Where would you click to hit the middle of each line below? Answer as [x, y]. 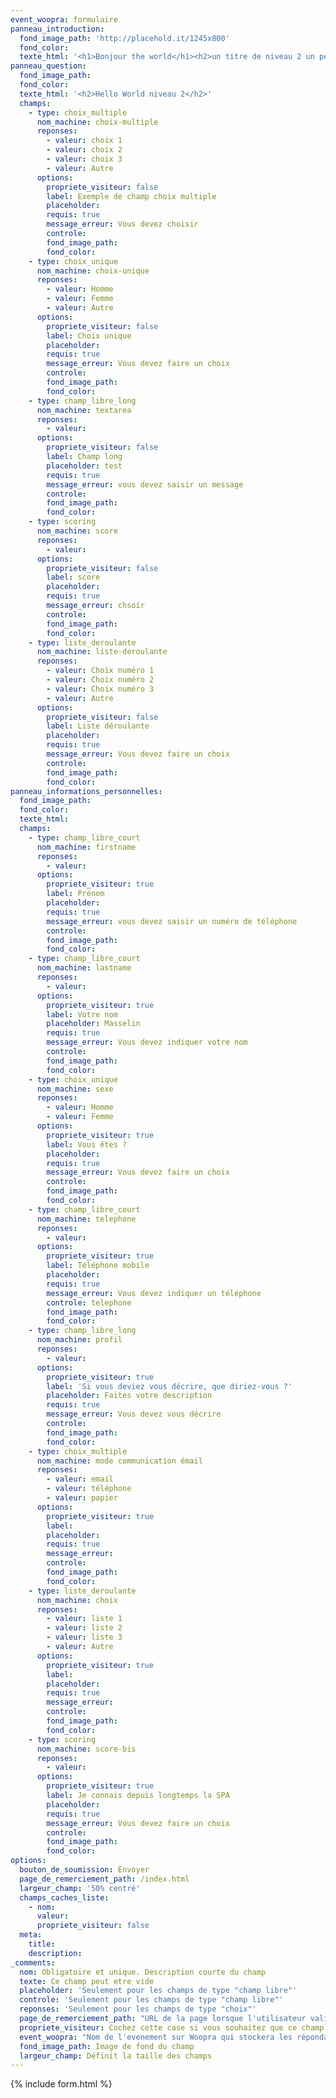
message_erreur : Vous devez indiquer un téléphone [154, 1293]
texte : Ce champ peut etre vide [87, 1981]
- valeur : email [80, 1479]
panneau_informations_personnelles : [86, 791]
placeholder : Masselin [93, 1024]
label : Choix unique [89, 336]
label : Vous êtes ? [87, 1144]
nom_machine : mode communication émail [119, 1461]
